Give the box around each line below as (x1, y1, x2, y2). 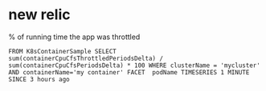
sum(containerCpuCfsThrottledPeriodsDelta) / (8, 54, 163, 62)
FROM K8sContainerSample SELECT (8, 47, 117, 55)
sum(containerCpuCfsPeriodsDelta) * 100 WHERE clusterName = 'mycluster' (8, 61, 261, 69)
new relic (8, 6, 71, 24)
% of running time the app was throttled (8, 32, 141, 42)
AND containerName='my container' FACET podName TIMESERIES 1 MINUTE (8, 68, 250, 77)
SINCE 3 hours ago (8, 75, 70, 83)
